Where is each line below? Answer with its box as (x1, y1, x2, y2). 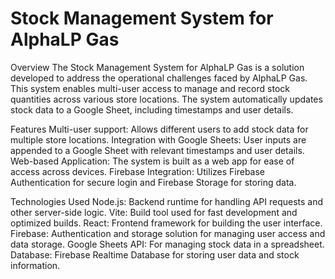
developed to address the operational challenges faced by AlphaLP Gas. (10, 72, 308, 84)
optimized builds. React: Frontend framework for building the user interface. (10, 217, 323, 229)
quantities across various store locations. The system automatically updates (10, 93, 323, 105)
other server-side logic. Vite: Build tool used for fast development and (10, 206, 298, 218)
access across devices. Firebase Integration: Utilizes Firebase (10, 165, 266, 177)
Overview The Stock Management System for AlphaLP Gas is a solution (10, 61, 305, 73)
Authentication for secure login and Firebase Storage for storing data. (10, 176, 297, 188)
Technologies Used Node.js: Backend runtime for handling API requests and (10, 195, 324, 207)
